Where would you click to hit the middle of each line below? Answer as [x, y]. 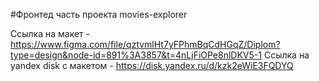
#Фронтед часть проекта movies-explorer [99, 14]
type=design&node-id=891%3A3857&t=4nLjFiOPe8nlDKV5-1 [136, 55]
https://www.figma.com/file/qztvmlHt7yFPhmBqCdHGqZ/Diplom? [145, 44]
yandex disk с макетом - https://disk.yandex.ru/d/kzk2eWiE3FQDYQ [152, 65]
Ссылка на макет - [50, 33]
